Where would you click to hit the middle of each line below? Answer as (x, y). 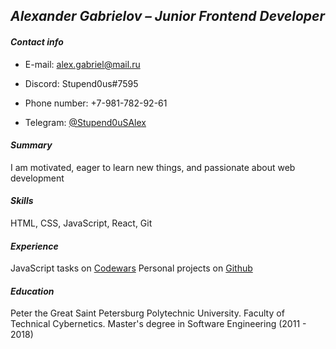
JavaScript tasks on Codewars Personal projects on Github (131, 268)
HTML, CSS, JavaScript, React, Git (81, 223)
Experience (34, 246)
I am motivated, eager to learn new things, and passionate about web (153, 167)
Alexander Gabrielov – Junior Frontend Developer (168, 16)
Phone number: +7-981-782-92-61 (96, 103)
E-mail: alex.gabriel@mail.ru (82, 64)
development (37, 178)
